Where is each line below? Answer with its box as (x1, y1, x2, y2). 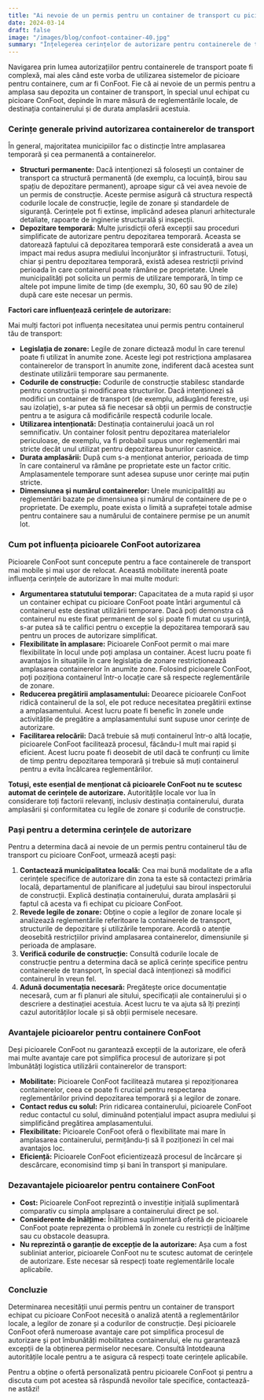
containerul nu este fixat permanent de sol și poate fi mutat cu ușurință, (19, 614, 251, 623)
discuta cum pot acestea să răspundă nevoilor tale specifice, (8, 1376, 206, 1385)
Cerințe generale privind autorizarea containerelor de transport (8, 123, 255, 134)
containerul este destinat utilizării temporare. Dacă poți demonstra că (19, 606, 244, 615)
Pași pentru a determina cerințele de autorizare (8, 824, 192, 835)
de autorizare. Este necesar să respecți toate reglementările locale (19, 1256, 235, 1266)
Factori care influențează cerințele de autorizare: (8, 306, 171, 315)
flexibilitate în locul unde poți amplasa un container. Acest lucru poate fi (19, 647, 251, 657)
